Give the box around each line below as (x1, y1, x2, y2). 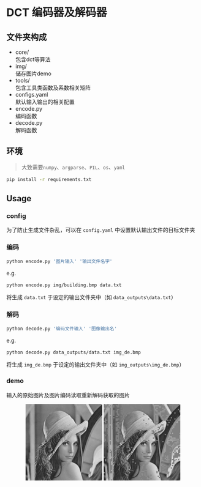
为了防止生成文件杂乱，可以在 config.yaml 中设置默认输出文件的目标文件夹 (6, 226, 195, 234)
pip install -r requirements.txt (6, 176, 92, 182)
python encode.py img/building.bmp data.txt (6, 282, 122, 288)
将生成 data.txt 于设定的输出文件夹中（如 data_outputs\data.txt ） (6, 294, 176, 301)
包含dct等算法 (15, 56, 51, 63)
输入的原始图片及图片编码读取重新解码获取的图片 (6, 391, 130, 398)
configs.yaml (15, 91, 48, 98)
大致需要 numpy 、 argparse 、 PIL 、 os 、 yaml (21, 163, 126, 171)
